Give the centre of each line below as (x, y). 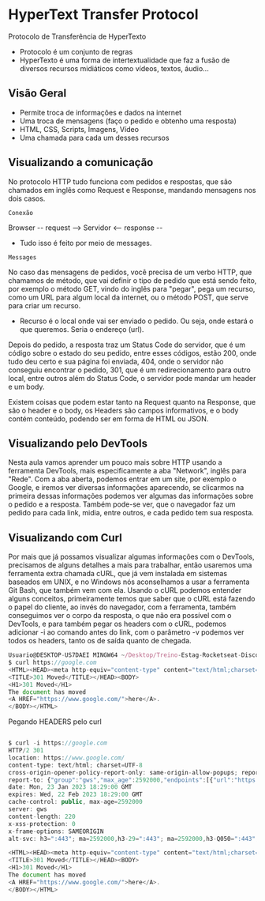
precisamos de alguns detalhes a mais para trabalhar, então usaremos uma (130, 565)
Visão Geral (37, 94)
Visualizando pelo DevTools (78, 443)
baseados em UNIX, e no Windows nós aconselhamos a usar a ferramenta (129, 582)
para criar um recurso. (45, 305)
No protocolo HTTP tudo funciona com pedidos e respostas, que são (120, 181)
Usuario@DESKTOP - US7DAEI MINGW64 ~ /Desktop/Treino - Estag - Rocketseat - (125, 655)
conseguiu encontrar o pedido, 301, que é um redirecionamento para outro (129, 370)
